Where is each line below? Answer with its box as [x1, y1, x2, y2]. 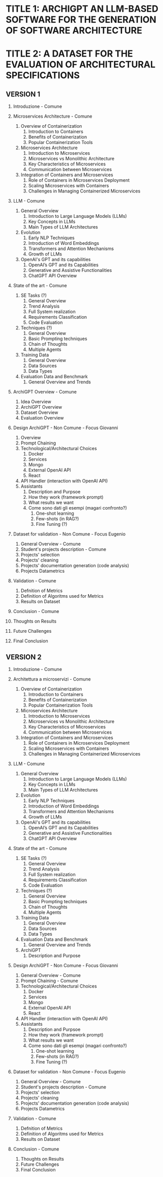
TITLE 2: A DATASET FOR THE [6, 48, 134, 60]
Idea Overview [20, 399, 51, 405]
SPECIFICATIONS [6, 70, 80, 81]
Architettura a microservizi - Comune [13, 676, 91, 682]
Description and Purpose [28, 952, 81, 959]
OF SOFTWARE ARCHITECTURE [6, 25, 143, 36]
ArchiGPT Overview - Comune [13, 389, 77, 395]
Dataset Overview [20, 409, 58, 415]
